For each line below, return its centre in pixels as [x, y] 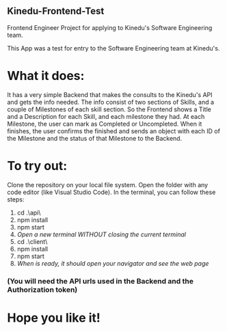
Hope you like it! [54, 318]
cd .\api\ [29, 212]
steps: [16, 199]
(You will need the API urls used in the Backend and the [100, 281]
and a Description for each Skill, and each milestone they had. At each [106, 116]
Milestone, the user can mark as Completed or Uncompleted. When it [105, 124]
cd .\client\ [32, 241]
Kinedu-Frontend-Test [56, 11]
